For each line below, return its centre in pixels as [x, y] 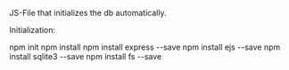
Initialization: [33, 30]
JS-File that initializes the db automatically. [88, 13]
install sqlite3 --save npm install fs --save [86, 56]
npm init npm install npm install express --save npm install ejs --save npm [145, 47]
